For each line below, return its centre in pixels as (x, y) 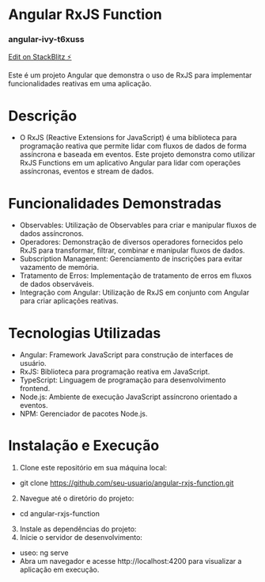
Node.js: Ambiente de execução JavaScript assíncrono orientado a (129, 397)
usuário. (33, 363)
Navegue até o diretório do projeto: (77, 498)
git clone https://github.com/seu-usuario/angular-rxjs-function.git (127, 483)
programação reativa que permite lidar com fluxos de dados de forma (133, 146)
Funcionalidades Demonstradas (115, 203)
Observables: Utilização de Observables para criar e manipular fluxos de (138, 225)
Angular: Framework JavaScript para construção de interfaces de (126, 355)
